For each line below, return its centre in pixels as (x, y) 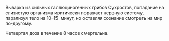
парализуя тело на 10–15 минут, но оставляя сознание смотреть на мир (84, 18)
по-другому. (19, 23)
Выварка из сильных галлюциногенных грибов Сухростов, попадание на (85, 7)
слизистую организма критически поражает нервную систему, (75, 13)
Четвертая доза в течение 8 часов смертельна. (57, 33)
